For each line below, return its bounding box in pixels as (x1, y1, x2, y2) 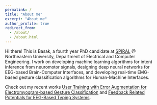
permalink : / (5, 7, 32, 12)
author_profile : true (5, 21, 50, 26)
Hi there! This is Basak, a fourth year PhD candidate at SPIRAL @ (5, 48, 136, 54)
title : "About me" (5, 12, 43, 17)
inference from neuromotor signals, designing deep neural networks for (5, 64, 150, 70)
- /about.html (9, 35, 38, 40)
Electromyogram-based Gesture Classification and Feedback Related (5, 89, 145, 95)
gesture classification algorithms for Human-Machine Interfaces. (19, 74, 150, 80)
